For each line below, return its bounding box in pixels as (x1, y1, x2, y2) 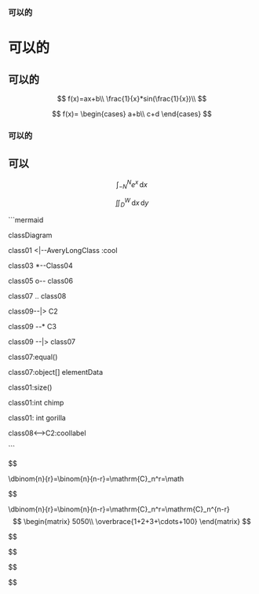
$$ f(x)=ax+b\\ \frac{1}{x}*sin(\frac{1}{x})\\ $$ (57, 93, 207, 103)
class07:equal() (8, 352, 58, 361)
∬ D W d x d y (115, 196, 149, 209)
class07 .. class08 (8, 291, 67, 300)
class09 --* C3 (8, 321, 57, 331)
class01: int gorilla (8, 412, 67, 422)
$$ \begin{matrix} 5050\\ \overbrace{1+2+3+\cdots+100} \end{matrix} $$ (13, 516, 251, 526)
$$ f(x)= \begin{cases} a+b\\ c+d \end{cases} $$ (52, 108, 212, 119)
